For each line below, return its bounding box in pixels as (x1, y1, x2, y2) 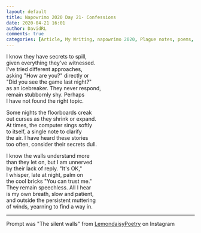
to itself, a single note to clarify (6, 128, 82, 135)
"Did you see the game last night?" (6, 78, 92, 85)
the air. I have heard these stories (6, 134, 89, 141)
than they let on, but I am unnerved (6, 159, 93, 165)
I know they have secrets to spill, (6, 53, 87, 60)
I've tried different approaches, (6, 66, 83, 72)
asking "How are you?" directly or (6, 72, 90, 79)
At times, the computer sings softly (6, 122, 93, 128)
